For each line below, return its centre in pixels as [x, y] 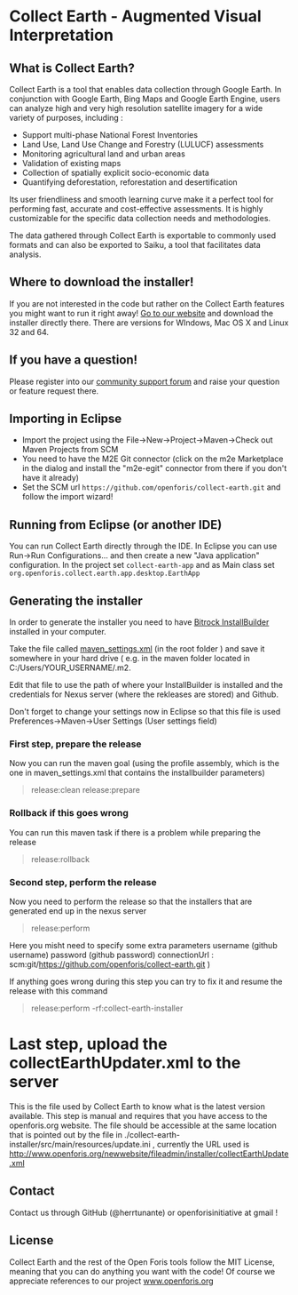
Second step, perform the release [83, 882]
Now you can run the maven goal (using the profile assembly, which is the [144, 763]
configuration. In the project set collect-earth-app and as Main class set [142, 565]
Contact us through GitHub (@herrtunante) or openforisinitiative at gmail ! [144, 1212]
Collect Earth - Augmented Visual [135, 16]
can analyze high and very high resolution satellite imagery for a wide [136, 108]
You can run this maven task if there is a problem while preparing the [135, 832]
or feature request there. [54, 391]
